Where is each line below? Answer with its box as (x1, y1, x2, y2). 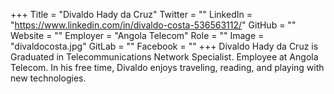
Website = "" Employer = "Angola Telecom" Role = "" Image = (10, 30, 265, 41)
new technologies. (10, 72, 87, 84)
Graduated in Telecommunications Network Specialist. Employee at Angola (10, 51, 319, 63)
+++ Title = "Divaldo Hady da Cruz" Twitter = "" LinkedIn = (10, 9, 253, 20)
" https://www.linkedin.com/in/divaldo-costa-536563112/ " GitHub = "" (10, 19, 297, 31)
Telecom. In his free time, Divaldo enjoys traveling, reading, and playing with (10, 62, 325, 73)
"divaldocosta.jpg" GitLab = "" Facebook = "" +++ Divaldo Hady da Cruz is (10, 40, 319, 52)
